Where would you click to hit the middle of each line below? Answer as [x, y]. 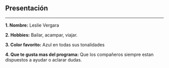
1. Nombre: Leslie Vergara [32, 25]
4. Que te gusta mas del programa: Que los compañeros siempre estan [79, 54]
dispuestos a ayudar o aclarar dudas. [44, 59]
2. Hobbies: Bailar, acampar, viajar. [41, 35]
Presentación [27, 8]
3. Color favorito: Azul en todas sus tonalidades [55, 44]
